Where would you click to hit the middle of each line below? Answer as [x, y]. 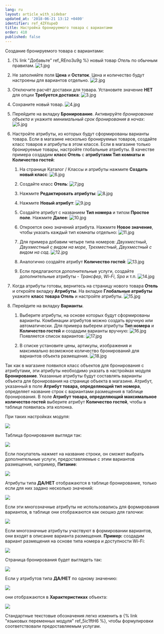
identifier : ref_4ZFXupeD [31, 23]
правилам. [23, 65]
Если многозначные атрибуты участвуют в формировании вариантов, [79, 530]
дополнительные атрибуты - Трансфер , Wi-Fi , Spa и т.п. [78, 276]
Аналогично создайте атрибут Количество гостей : [73, 261]
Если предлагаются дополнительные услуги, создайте [77, 271]
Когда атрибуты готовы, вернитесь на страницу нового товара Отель [85, 286]
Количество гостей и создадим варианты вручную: [74, 330]
